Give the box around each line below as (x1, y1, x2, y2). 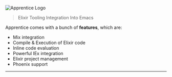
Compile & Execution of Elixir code (12, 40, 85, 46)
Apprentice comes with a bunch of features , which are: (5, 24, 122, 30)
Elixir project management (12, 56, 68, 62)
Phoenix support (12, 61, 48, 67)
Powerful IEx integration (12, 51, 63, 56)
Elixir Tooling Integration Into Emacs (17, 15, 94, 20)
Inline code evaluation (12, 45, 59, 51)
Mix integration (12, 34, 45, 40)
